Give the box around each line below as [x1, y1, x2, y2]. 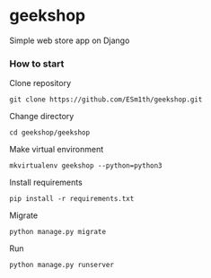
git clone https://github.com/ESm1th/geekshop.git [9, 95, 203, 104]
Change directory [9, 111, 75, 122]
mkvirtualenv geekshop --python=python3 [9, 161, 163, 170]
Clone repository [9, 78, 72, 89]
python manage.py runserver [9, 261, 115, 270]
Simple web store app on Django [9, 35, 130, 46]
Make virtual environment [9, 144, 104, 155]
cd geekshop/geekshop [9, 128, 91, 137]
